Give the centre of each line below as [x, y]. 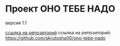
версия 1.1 [16, 23]
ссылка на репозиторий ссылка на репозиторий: [58, 32]
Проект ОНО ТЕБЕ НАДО [60, 9]
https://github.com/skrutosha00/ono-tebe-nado [55, 38]
